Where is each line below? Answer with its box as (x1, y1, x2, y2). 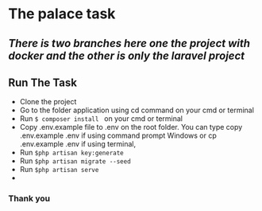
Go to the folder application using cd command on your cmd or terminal (19, 105, 254, 115)
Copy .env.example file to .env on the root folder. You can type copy (19, 123, 243, 132)
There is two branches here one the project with (8, 37, 251, 50)
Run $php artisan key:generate (19, 148, 125, 158)
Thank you (8, 193, 50, 204)
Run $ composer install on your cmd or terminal (19, 114, 183, 123)
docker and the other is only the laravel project (8, 49, 245, 62)
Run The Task (8, 76, 78, 89)
